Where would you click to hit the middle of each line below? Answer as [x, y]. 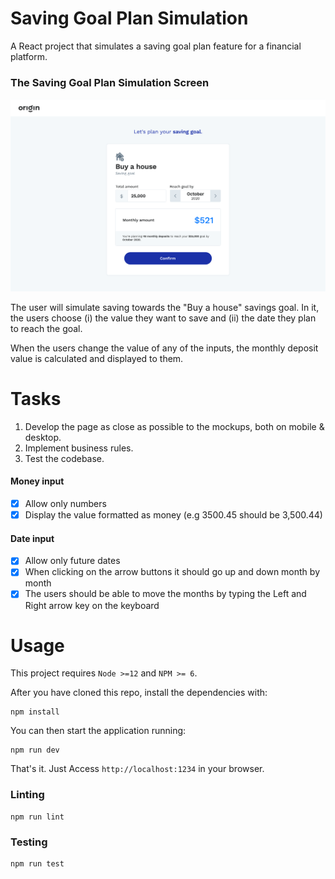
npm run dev [35, 750]
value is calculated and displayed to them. [97, 358]
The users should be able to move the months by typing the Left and [165, 594]
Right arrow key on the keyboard [92, 605]
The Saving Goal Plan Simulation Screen [110, 82]
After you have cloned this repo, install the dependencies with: [139, 693]
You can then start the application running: [98, 731]
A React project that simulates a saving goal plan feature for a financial [156, 46]
